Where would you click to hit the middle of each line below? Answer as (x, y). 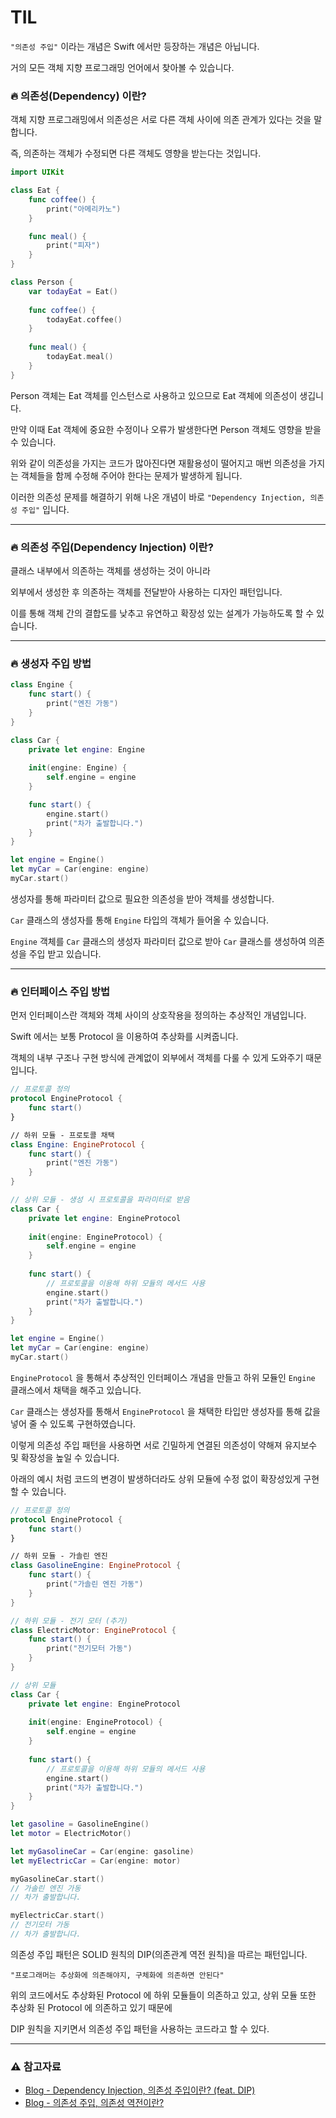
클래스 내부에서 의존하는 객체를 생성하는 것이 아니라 (110, 571)
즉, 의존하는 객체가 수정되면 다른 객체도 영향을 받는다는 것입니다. (136, 153)
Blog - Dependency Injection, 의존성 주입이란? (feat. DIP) (140, 2090)
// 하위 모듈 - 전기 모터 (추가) (69, 1621)
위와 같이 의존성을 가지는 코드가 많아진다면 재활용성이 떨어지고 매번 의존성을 (158, 463)
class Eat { (35, 191)
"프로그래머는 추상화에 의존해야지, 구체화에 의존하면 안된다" (117, 1975)
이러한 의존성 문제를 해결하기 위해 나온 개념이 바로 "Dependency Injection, (158, 497)
